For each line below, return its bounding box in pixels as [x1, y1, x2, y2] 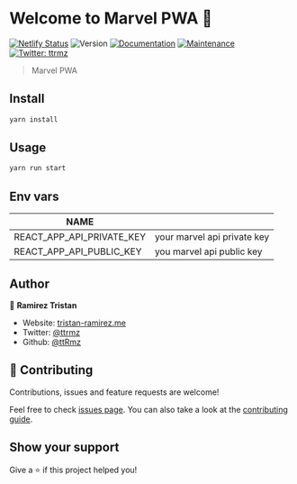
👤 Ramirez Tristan [9, 299, 77, 310]
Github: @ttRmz [22, 336, 81, 347]
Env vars [9, 188, 59, 204]
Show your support [9, 440, 120, 455]
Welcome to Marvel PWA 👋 [9, 8, 213, 29]
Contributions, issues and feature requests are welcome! [9, 387, 220, 397]
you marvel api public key [154, 245, 263, 258]
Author [9, 276, 49, 291]
